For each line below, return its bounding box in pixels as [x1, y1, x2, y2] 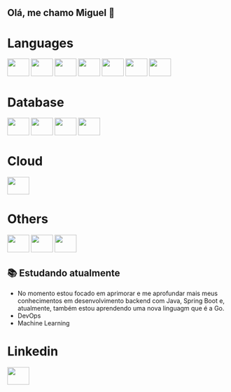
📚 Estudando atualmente [7, 267, 120, 279]
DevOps [17, 311, 41, 320]
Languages [7, 35, 73, 51]
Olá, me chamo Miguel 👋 [7, 7, 115, 19]
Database [7, 94, 64, 110]
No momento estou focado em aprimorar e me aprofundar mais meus [17, 289, 218, 297]
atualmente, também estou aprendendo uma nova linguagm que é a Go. [17, 304, 225, 312]
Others [7, 211, 49, 227]
